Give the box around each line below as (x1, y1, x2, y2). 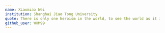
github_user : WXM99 (5, 20, 45, 26)
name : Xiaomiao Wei (5, 7, 45, 12)
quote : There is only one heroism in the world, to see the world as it (5, 16, 157, 21)
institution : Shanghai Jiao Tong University (5, 12, 98, 16)
